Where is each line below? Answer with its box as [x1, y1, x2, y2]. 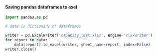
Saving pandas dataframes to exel [5, 4, 77, 10]
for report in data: [5, 37, 48, 42]
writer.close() [5, 47, 37, 52]
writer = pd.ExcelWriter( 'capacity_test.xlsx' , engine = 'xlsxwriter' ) [5, 33, 153, 38]
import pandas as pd [5, 15, 48, 20]
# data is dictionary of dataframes [5, 24, 81, 29]
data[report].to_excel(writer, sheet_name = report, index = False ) [14, 42, 151, 47]
